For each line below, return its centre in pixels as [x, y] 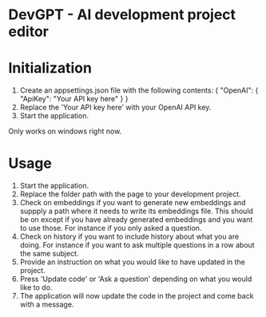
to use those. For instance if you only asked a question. [111, 228]
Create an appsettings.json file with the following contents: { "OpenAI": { [139, 90]
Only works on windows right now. [65, 131]
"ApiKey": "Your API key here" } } [74, 99]
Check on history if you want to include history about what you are [129, 236]
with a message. [47, 304]
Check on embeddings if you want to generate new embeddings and [133, 203]
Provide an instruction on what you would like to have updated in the [133, 262]
